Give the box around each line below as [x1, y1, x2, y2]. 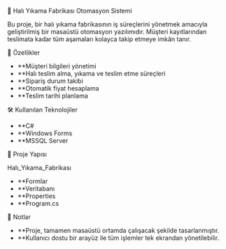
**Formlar [17, 177, 48, 185]
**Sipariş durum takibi [17, 77, 84, 85]
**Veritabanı [17, 185, 55, 193]
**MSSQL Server [17, 137, 69, 144]
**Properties [17, 192, 56, 200]
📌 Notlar [7, 213, 31, 221]
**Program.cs [17, 199, 59, 207]
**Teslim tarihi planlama [17, 91, 89, 100]
